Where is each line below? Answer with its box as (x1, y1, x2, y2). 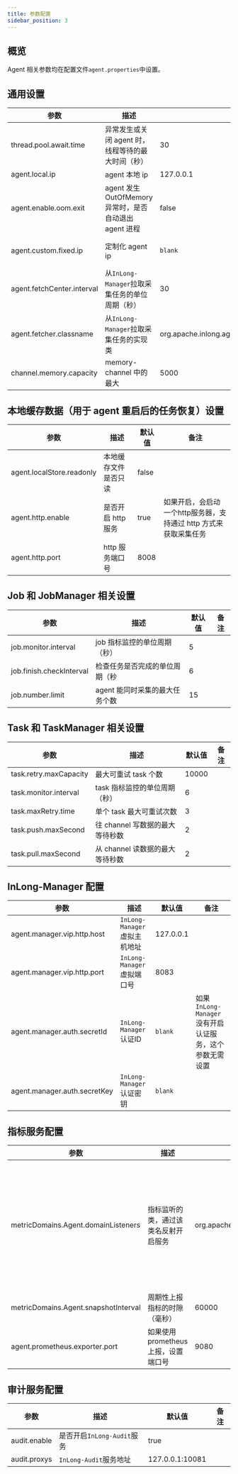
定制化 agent (105, 242, 147, 252)
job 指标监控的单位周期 (95, 637, 172, 647)
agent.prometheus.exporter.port (11, 1342, 118, 1352)
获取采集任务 (163, 529, 207, 539)
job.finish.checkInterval (11, 666, 89, 676)
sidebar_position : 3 (7, 17, 69, 24)
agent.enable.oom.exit (11, 203, 85, 213)
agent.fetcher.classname (11, 329, 93, 339)
